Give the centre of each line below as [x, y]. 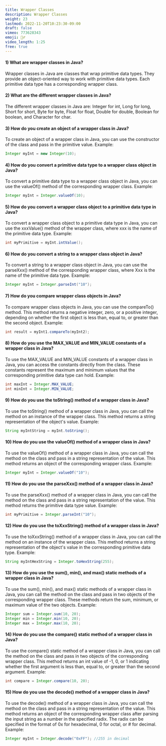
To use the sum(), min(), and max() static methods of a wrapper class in [78, 589]
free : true [16, 47]
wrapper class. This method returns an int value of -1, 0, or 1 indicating [77, 661]
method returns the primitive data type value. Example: [61, 505]
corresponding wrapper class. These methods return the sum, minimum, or [82, 599]
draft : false [19, 28]
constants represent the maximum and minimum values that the [70, 370]
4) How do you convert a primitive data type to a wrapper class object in [81, 165]
